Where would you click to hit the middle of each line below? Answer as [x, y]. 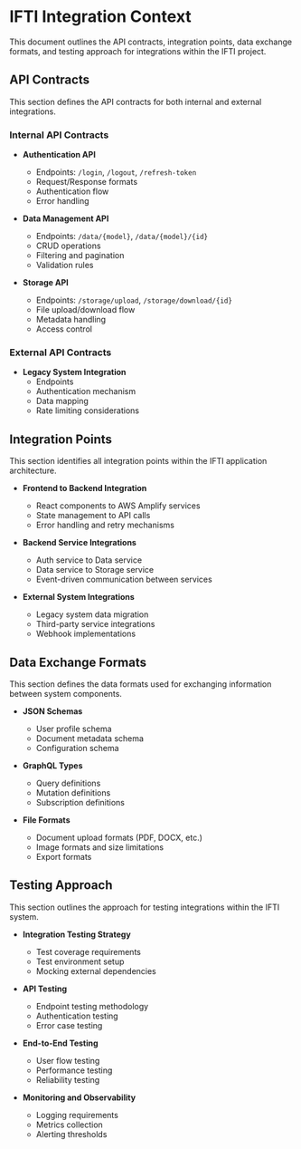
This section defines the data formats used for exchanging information [141, 684]
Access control [64, 329]
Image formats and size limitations [100, 847]
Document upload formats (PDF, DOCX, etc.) [119, 837]
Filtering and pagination [80, 256]
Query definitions [68, 783]
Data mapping [62, 401]
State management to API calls [93, 516]
